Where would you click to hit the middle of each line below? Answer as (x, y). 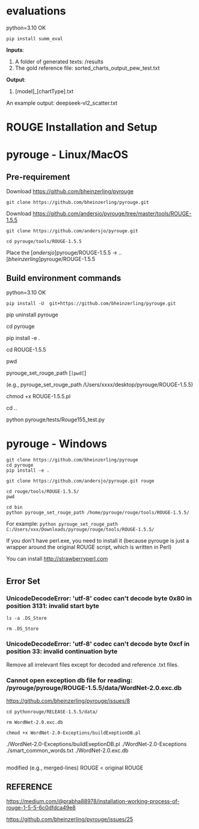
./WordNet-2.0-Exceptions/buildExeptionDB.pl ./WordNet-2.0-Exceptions (96, 744)
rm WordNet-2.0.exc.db (35, 722)
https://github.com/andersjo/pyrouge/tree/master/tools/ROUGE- (112, 214)
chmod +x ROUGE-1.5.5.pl (38, 396)
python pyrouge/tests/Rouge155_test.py (56, 419)
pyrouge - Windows (57, 444)
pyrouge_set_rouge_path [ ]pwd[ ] (46, 373)
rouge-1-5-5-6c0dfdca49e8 (41, 808)
